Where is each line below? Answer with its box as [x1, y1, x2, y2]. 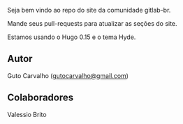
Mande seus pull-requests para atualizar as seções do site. [7, 20, 177, 27]
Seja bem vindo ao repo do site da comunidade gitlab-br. [7, 6, 171, 14]
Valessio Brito [7, 110, 47, 118]
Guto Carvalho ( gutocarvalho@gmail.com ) [7, 71, 129, 79]
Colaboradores [7, 92, 74, 104]
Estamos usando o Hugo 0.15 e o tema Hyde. [7, 33, 136, 41]
